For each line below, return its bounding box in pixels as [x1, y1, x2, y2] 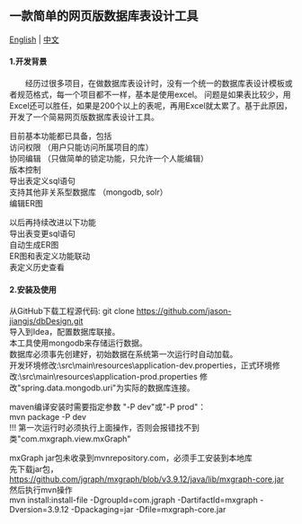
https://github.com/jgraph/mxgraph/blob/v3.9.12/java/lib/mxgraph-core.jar [9, 474, 285, 485]
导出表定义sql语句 [9, 176, 76, 187]
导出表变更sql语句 [9, 228, 76, 240]
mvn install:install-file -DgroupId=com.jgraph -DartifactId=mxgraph [9, 494, 258, 505]
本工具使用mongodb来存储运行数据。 [9, 337, 148, 348]
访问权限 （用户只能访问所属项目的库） [9, 142, 154, 153]
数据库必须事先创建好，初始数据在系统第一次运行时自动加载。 [9, 349, 238, 360]
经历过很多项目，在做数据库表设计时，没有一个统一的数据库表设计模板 [24, 78, 285, 89]
